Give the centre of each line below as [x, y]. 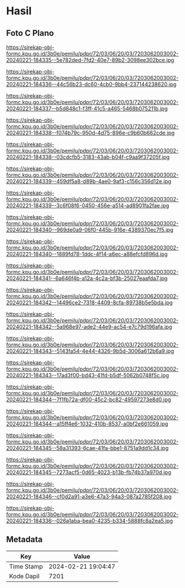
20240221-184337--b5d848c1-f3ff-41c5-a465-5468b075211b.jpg [87, 108]
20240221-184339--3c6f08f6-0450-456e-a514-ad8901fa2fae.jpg [88, 205]
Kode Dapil [24, 576]
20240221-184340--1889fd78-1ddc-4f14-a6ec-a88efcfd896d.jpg [87, 254]
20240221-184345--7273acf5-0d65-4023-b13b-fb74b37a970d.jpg [89, 472]
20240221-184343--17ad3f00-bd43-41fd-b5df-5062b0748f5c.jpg [88, 375]
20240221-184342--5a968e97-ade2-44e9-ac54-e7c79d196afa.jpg [89, 327]
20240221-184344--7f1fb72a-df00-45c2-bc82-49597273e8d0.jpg [89, 399]
